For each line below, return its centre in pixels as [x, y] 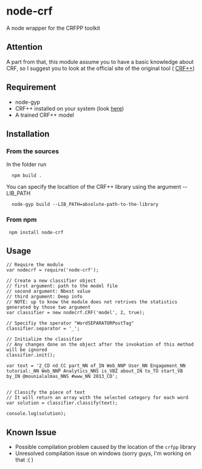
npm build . [27, 176]
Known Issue [31, 432]
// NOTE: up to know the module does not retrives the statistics [92, 302]
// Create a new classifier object [51, 281]
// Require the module [35, 265]
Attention [24, 47]
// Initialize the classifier [45, 339]
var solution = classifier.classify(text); [62, 403]
